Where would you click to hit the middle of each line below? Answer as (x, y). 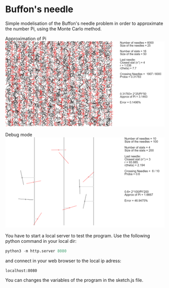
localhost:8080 (21, 271)
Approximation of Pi (26, 39)
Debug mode (19, 134)
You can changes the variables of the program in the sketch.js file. (74, 280)
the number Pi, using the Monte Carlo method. (54, 28)
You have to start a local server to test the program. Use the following (78, 236)
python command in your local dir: (41, 241)
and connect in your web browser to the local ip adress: (63, 261)
